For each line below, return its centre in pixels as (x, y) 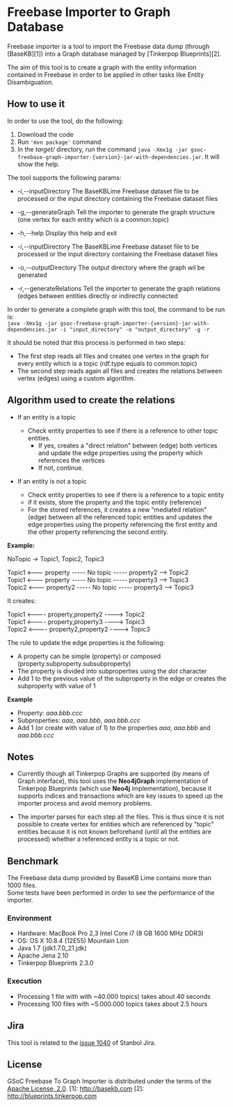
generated (32, 275)
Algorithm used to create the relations (91, 400)
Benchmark (33, 861)
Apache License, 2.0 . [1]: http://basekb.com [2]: (76, 1089)
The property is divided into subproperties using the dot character (112, 671)
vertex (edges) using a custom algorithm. (76, 378)
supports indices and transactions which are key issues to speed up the (120, 796)
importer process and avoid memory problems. (85, 803)
